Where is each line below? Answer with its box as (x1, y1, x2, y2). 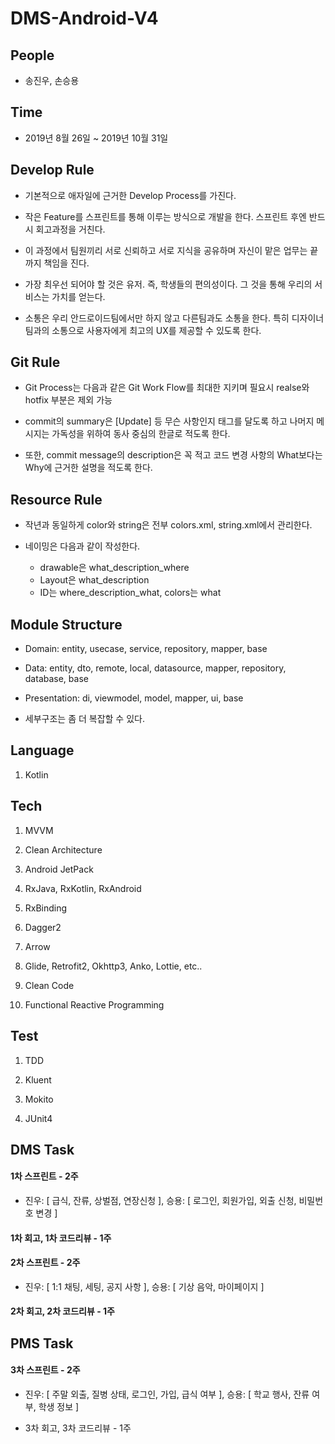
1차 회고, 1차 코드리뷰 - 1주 (10, 1232, 112, 1244)
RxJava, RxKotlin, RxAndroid (24, 882, 142, 894)
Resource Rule (10, 491, 103, 508)
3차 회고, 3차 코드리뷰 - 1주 (24, 1422, 132, 1434)
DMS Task (10, 1141, 75, 1158)
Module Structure (10, 616, 123, 633)
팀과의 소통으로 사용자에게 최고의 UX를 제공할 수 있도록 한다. (24, 324, 262, 336)
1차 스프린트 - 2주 (10, 1170, 79, 1182)
